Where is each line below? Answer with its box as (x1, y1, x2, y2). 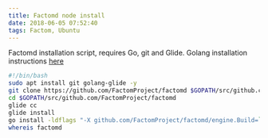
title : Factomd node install (8, 11, 105, 20)
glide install (8, 109, 56, 117)
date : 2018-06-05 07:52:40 (8, 19, 98, 27)
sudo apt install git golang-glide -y (8, 79, 137, 87)
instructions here (8, 56, 64, 66)
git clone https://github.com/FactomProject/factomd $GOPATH (8, 86, 216, 95)
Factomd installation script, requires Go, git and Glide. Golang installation (8, 48, 248, 58)
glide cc (8, 101, 37, 109)
